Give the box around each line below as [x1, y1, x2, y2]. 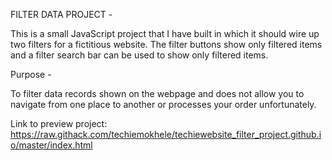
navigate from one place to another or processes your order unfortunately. [10, 99, 317, 110]
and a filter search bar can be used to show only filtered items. [10, 49, 269, 61]
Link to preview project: [10, 118, 108, 129]
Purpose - [10, 69, 52, 80]
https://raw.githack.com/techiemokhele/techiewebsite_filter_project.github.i [10, 129, 322, 140]
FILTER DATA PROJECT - [10, 9, 113, 20]
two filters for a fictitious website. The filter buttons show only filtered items [10, 39, 323, 50]
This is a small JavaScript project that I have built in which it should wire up [10, 28, 320, 39]
